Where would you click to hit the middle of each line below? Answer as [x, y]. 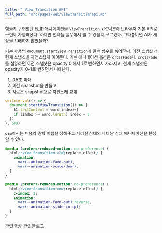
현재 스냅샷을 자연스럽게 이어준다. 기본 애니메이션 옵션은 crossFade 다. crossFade [81, 57]
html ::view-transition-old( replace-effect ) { [56, 153]
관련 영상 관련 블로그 [24, 226]
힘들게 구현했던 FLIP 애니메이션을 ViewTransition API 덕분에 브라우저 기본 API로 [81, 28]
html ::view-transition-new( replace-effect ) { [56, 189]
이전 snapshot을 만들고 [34, 85]
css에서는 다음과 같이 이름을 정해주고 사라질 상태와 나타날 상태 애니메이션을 [76, 133]
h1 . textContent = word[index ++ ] [46, 110]
